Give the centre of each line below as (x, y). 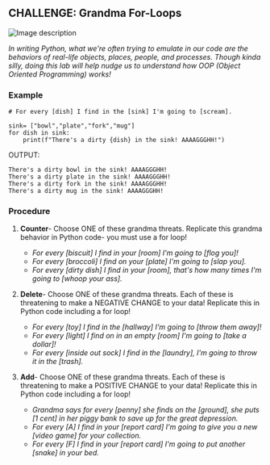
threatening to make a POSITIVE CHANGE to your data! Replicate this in (139, 386)
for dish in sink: (39, 133)
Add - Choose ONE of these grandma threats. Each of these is (123, 377)
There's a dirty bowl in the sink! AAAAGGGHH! (88, 170)
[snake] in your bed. (65, 453)
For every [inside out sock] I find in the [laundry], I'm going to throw (145, 353)
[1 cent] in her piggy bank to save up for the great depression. (135, 418)
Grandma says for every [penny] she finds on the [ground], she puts (145, 410)
